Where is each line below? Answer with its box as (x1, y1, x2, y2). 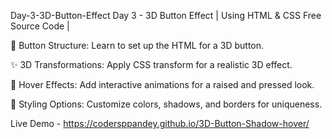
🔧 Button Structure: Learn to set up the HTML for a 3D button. (10, 40, 265, 51)
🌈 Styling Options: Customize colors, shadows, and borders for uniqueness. (10, 98, 323, 110)
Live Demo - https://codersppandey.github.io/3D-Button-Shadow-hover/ (10, 118, 310, 129)
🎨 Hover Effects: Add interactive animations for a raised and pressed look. (10, 79, 315, 90)
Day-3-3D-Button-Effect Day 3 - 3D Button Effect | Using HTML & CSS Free (10, 10, 322, 21)
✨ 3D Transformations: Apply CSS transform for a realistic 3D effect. (10, 59, 293, 70)
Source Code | (10, 20, 70, 32)
